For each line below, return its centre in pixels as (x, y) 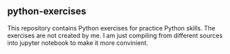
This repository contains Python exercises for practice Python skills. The (112, 28)
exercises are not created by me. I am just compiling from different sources (115, 35)
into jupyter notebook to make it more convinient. (78, 43)
